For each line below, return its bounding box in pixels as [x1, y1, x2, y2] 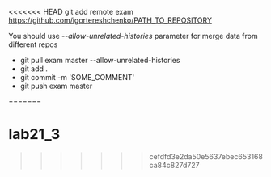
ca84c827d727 [149, 160, 200, 170]
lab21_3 [8, 125, 61, 144]
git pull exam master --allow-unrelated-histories [19, 56, 180, 65]
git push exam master [19, 81, 93, 91]
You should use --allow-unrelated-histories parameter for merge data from [8, 32, 258, 40]
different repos [8, 40, 58, 49]
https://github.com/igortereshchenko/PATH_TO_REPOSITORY [8, 15, 213, 25]
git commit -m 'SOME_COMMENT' [19, 73, 135, 82]
